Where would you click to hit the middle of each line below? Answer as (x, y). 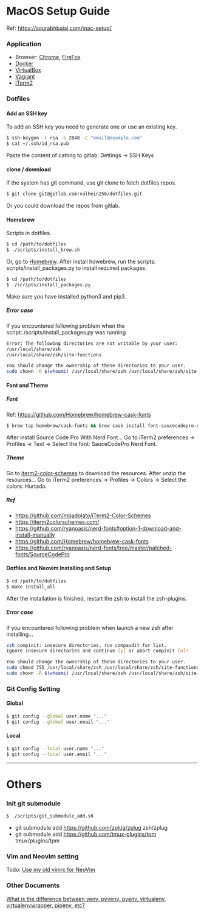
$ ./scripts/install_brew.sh (43, 250)
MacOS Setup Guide (58, 11)
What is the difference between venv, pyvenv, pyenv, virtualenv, (86, 899)
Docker (24, 64)
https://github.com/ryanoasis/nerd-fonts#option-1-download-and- (98, 528)
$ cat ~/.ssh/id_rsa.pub (38, 144)
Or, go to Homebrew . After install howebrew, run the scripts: (81, 262)
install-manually (35, 535)
